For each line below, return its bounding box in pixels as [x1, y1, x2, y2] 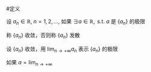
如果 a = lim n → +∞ [6, 59, 53, 67]
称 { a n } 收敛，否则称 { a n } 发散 [6, 32, 80, 40]
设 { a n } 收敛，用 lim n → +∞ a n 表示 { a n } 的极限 [6, 45, 118, 54]
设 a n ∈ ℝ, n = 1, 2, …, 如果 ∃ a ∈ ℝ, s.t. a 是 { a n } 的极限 [6, 18, 146, 26]
